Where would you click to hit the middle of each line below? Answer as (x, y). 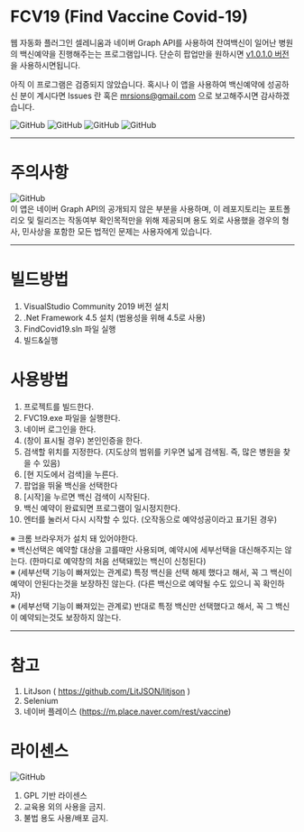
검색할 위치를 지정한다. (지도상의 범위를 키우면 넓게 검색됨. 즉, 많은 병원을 (152, 452)
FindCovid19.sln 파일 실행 (69, 329)
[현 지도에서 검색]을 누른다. (71, 474)
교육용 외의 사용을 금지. (64, 806)
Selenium (41, 700)
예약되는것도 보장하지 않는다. (70, 617)
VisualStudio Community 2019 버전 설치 (96, 306)
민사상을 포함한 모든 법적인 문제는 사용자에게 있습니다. (117, 231)
